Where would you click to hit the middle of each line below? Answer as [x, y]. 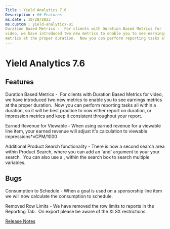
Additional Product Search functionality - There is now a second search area [85, 146]
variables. [15, 162]
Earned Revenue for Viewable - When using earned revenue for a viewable [83, 125]
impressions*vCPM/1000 [31, 136]
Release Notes [20, 221]
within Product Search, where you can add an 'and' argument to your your [82, 152]
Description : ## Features [34, 15]
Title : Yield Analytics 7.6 [36, 10]
